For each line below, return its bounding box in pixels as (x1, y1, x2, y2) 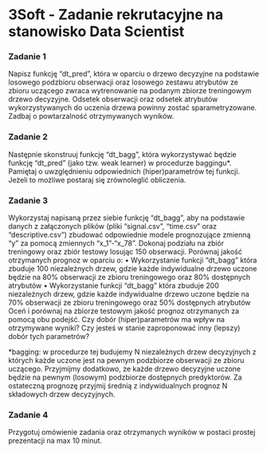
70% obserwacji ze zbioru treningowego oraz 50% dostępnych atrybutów (8, 297, 251, 308)
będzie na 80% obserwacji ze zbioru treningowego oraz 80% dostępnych (8, 273, 251, 282)
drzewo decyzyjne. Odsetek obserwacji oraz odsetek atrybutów (8, 94, 218, 104)
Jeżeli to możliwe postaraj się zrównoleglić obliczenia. (8, 175, 187, 184)
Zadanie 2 (8, 132, 48, 143)
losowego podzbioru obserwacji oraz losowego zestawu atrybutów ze (8, 77, 239, 87)
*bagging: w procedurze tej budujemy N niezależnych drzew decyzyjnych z (8, 347, 257, 356)
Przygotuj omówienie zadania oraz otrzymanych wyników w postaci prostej (8, 427, 256, 437)
